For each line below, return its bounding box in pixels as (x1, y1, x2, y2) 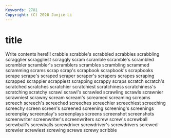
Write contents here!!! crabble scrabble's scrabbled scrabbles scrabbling (5, 51, 160, 57)
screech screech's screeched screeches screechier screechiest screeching (5, 100, 166, 106)
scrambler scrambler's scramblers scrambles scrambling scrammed (5, 62, 150, 68)
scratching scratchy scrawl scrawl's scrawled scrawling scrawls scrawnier (5, 89, 163, 95)
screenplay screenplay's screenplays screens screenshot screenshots (5, 111, 155, 117)
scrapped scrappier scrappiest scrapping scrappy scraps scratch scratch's (5, 78, 165, 84)
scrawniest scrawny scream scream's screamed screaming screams (5, 95, 150, 101)
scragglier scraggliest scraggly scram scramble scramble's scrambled (5, 57, 154, 63)
